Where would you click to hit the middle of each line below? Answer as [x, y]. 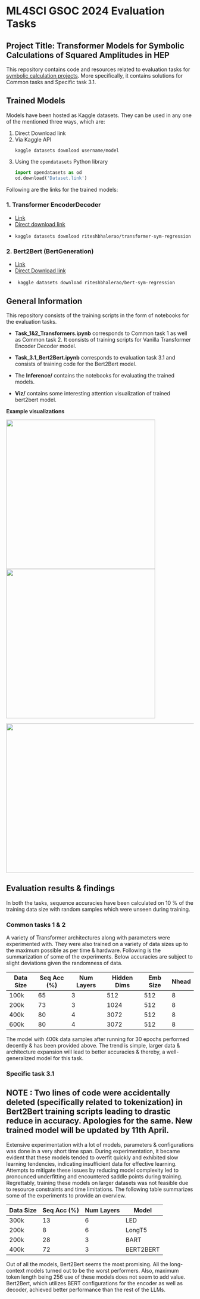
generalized [21, 1058]
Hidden [123, 978]
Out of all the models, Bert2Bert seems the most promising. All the [87, 1264]
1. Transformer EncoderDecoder [54, 205]
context [15, 1270]
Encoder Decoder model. [46, 346]
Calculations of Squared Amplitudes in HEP [88, 55]
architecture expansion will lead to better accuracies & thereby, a [86, 1052]
